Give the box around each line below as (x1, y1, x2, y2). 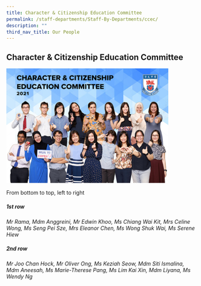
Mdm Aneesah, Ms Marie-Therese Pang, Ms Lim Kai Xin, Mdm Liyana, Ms (6, 266, 191, 273)
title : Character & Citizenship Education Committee (6, 10, 142, 16)
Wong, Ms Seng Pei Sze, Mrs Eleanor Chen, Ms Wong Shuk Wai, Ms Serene (6, 224, 196, 232)
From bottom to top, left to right (6, 189, 85, 196)
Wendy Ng (6, 273, 33, 280)
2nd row (6, 245, 28, 252)
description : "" (6, 22, 47, 28)
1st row (6, 203, 25, 210)
